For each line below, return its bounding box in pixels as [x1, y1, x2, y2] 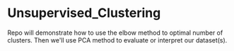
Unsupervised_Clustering [7, 5, 161, 21]
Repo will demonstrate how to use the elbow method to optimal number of [7, 28, 223, 37]
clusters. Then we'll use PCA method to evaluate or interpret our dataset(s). [7, 35, 228, 44]
